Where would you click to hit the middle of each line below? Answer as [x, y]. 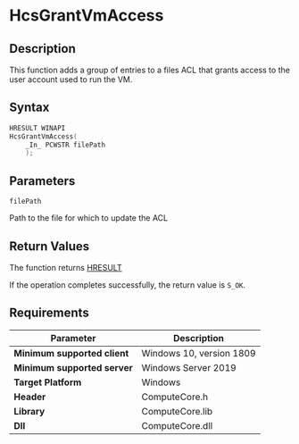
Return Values [50, 246]
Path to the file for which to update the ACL [88, 218]
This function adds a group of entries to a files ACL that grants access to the [149, 70]
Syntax [29, 108]
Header [30, 397]
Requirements [49, 313]
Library [29, 411]
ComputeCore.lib [177, 411]
